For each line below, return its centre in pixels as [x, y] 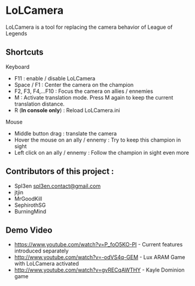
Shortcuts [25, 52]
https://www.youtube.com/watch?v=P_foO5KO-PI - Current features [98, 245]
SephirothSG [30, 205]
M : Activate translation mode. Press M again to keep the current [94, 97]
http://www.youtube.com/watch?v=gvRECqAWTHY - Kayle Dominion [99, 270]
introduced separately [42, 251]
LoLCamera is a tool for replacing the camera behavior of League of [89, 27]
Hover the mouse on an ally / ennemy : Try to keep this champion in [97, 140]
